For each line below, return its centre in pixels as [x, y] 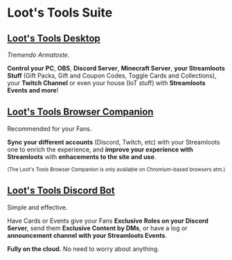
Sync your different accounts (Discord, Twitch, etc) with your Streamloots [114, 142]
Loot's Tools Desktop [54, 38]
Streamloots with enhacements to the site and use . [82, 156]
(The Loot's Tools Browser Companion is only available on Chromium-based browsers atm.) [116, 169]
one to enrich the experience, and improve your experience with [100, 149]
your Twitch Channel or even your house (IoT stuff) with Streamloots [106, 83]
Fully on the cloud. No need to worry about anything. [83, 249]
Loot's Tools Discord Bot [61, 191]
